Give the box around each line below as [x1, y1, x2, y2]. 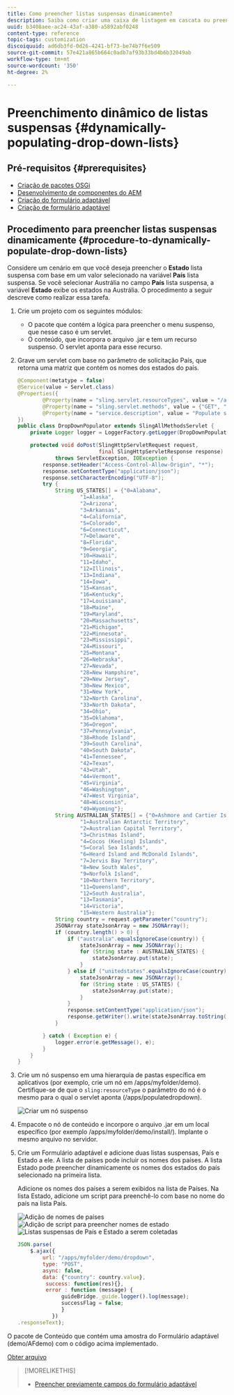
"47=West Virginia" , [79, 792, 140, 800]
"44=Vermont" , [79, 773, 121, 780]
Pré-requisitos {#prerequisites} [7, 162, 147, 175]
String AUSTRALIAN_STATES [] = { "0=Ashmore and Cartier [54, 812, 218, 819]
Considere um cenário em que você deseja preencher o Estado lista [7, 263, 203, 272]
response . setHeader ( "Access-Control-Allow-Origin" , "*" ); [42, 461, 214, 468]
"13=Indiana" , [79, 571, 121, 578]
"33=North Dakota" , [79, 701, 136, 709]
